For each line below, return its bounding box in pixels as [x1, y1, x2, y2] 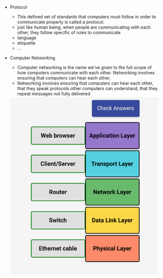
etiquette [17, 40, 36, 46]
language [17, 35, 37, 41]
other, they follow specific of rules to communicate [17, 30, 121, 35]
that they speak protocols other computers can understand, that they [17, 86, 158, 91]
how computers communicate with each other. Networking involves [17, 70, 155, 76]
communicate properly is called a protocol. [17, 19, 105, 25]
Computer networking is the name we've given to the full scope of [17, 64, 152, 70]
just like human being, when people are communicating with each [17, 24, 151, 30]
